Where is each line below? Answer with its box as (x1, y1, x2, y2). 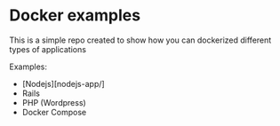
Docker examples (9, 5, 140, 26)
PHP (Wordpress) (21, 97, 86, 107)
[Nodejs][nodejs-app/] (21, 78, 105, 89)
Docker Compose (21, 106, 87, 117)
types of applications (9, 43, 87, 54)
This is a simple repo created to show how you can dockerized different (9, 35, 272, 45)
